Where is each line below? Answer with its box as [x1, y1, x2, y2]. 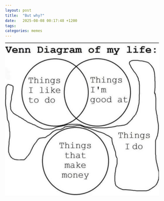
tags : [5, 23, 16, 28]
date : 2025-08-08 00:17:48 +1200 [5, 18, 78, 23]
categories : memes [5, 28, 42, 34]
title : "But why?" [5, 13, 45, 18]
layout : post [5, 8, 32, 13]
